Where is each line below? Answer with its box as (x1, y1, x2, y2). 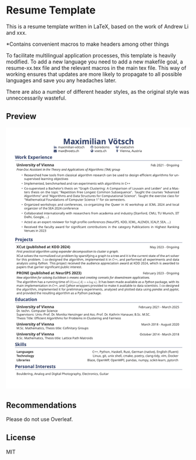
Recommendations (6, 400, 77, 410)
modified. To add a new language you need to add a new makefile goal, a (6, 58, 183, 65)
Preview (6, 111, 37, 121)
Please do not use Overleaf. (6, 415, 73, 422)
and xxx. (6, 29, 27, 36)
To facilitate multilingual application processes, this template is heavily (6, 52, 176, 59)
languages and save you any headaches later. (6, 77, 117, 84)
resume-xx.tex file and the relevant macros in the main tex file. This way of (6, 64, 187, 71)
